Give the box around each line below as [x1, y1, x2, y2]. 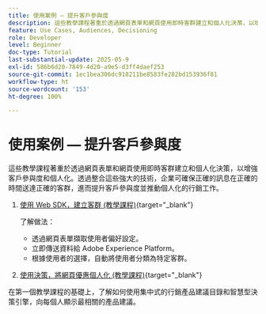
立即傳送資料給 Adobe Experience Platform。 [31, 244, 180, 253]
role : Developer [8, 33, 62, 42]
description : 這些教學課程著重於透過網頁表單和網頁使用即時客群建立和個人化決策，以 [8, 19, 255, 27]
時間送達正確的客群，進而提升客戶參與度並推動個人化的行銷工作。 [8, 183, 223, 193]
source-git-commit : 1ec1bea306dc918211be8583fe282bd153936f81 [8, 70, 218, 78]
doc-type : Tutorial [8, 48, 73, 56]
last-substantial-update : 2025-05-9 [8, 56, 129, 64]
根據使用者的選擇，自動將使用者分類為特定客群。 [31, 254, 192, 263]
